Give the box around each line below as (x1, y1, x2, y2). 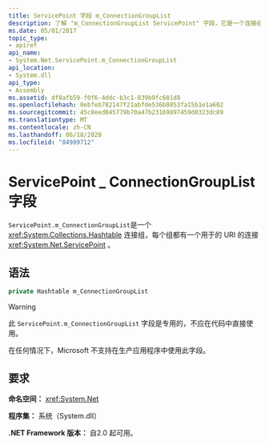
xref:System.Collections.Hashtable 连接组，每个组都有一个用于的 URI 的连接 (8, 230, 259, 240)
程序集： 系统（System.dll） (8, 411, 102, 420)
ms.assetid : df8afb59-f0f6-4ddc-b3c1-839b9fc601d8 (8, 94, 181, 102)
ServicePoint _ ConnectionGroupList (8, 173, 256, 190)
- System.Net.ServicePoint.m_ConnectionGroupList (8, 57, 178, 65)
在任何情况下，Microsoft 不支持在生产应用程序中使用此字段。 (8, 346, 211, 355)
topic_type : (8, 34, 48, 42)
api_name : (8, 49, 42, 57)
